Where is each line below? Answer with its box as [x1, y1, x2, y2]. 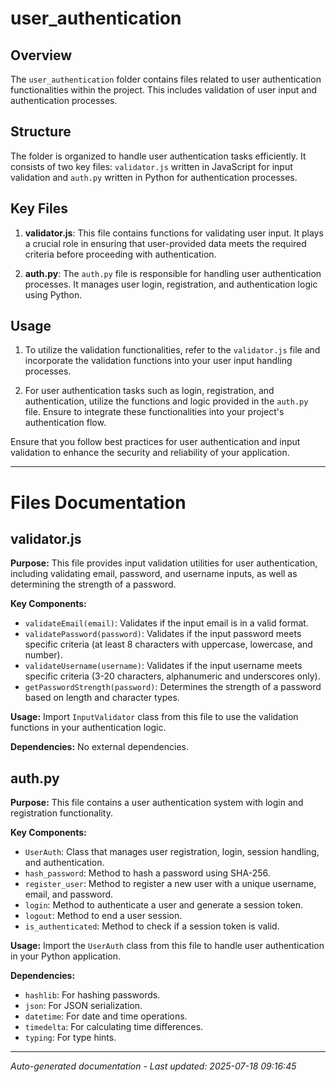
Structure [10, 123, 72, 141]
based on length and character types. [24, 692, 180, 704]
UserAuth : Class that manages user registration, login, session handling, [24, 846, 320, 858]
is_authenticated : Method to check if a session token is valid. [24, 920, 280, 932]
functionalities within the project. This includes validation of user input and [10, 84, 317, 96]
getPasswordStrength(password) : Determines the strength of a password [24, 681, 322, 693]
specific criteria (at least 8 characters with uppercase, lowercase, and [24, 638, 313, 651]
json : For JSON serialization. [24, 1000, 143, 1012]
